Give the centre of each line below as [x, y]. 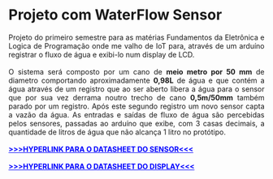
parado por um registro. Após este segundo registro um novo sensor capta [136, 106]
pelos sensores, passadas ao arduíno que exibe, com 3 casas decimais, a [136, 123]
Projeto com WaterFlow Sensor [115, 15]
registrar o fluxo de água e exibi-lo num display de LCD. [102, 54]
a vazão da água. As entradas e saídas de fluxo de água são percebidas [136, 114]
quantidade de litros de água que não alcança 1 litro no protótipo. [117, 132]
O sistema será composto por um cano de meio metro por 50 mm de [136, 71]
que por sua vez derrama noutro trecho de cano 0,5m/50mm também [136, 97]
